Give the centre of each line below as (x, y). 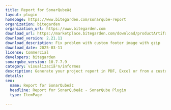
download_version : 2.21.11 (34, 39)
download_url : (20, 33)
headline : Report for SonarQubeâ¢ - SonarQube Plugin (68, 90)
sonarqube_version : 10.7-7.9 (36, 62)
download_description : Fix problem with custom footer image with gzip (83, 43)
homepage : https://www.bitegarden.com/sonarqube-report (66, 19)
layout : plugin (21, 15)
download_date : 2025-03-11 (34, 48)
